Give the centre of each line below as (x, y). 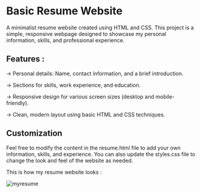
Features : (25, 59)
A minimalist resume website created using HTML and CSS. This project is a (100, 27)
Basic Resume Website (64, 11)
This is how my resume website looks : (54, 172)
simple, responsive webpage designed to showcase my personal (86, 33)
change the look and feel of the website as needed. (70, 160)
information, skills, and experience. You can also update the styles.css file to (101, 154)
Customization (34, 134)
